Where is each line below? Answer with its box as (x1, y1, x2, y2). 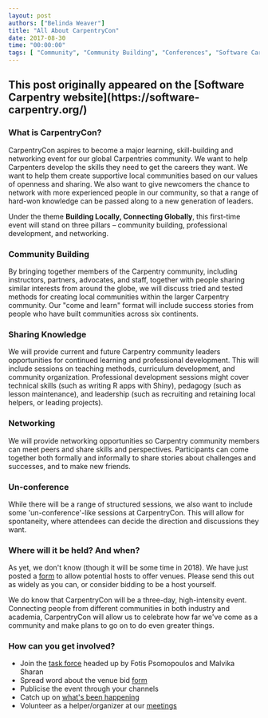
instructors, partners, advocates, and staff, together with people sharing (8, 274, 246, 284)
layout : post (8, 11, 52, 20)
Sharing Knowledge (8, 329, 87, 340)
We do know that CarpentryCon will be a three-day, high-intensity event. (8, 595, 247, 605)
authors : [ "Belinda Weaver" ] (8, 19, 105, 27)
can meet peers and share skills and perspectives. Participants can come (8, 444, 249, 454)
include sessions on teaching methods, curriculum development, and (8, 364, 235, 373)
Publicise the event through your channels (19, 684, 160, 694)
